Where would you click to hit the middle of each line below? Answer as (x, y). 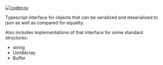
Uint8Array (24, 53)
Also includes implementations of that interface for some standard (74, 32)
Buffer (19, 58)
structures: (16, 38)
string (19, 47)
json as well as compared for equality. (45, 23)
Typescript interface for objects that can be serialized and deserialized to (82, 17)
